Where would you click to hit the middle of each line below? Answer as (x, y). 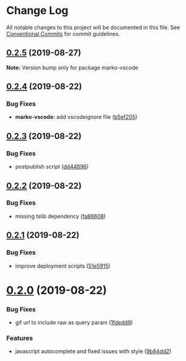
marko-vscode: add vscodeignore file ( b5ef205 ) (76, 117)
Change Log (37, 11)
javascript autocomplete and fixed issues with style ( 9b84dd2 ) (93, 351)
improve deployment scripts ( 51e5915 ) (63, 266)
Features (20, 338)
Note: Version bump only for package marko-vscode (72, 67)
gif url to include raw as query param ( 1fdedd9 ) (74, 322)
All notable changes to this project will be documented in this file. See (93, 27)
